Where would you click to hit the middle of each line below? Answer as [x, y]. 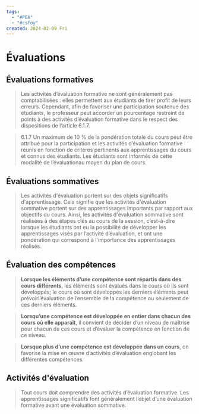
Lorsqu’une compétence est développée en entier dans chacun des [106, 316]
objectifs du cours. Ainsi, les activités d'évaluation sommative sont [102, 214]
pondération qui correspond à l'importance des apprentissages [98, 240]
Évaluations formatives [50, 80]
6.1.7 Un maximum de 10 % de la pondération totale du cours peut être [107, 137]
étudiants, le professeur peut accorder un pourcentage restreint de [103, 113]
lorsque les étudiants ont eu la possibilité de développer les [93, 228]
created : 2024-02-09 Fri [37, 28]
